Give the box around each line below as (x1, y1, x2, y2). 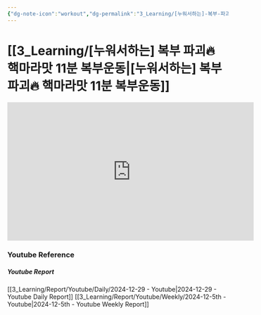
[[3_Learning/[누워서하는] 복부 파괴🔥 (7, 43, 215, 58)
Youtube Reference (7, 250, 75, 260)
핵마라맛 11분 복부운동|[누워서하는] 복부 (7, 60, 222, 76)
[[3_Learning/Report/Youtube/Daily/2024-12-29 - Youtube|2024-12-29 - (7, 285, 217, 294)
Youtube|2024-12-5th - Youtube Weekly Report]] (7, 300, 149, 309)
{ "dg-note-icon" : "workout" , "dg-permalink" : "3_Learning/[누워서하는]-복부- (7, 10, 221, 18)
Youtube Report (7, 268, 55, 276)
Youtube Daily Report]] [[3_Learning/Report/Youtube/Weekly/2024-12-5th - (7, 292, 227, 301)
